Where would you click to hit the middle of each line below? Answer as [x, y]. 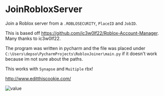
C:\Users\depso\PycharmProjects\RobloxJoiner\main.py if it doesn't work [81, 54]
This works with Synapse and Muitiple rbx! [49, 69]
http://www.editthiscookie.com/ [38, 78]
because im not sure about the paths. [44, 59]
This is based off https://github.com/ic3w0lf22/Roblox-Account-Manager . [82, 33]
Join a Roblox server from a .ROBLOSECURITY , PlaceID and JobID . [71, 23]
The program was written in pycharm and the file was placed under [75, 48]
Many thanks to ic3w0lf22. [33, 38]
